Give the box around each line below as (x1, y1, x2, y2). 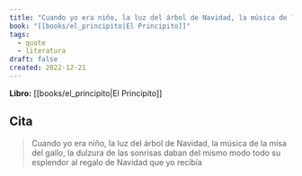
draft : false (9, 55, 58, 64)
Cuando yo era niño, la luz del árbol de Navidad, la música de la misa (31, 137, 288, 148)
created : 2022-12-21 (9, 64, 87, 73)
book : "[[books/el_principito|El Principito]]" (9, 22, 191, 31)
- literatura (17, 47, 67, 56)
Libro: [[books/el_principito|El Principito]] (9, 87, 163, 99)
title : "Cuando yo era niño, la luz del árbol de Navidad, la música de (9, 13, 288, 22)
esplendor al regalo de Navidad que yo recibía (31, 156, 202, 167)
